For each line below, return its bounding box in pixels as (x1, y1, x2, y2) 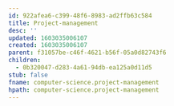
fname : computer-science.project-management (8, 78, 160, 86)
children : (8, 57, 42, 65)
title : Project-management (8, 19, 99, 27)
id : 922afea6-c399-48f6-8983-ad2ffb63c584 (8, 11, 152, 20)
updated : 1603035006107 (8, 33, 88, 42)
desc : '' (8, 26, 38, 34)
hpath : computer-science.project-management (8, 85, 160, 94)
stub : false (8, 71, 48, 79)
